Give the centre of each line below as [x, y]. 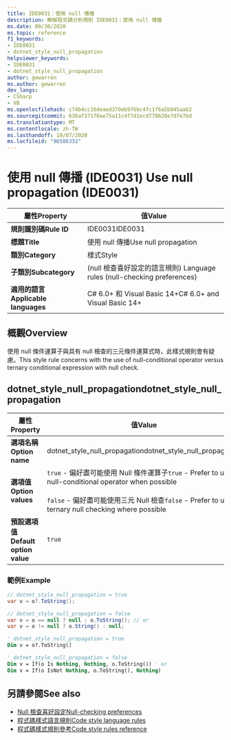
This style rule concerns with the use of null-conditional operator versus [122, 359]
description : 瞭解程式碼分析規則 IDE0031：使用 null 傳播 [85, 20]
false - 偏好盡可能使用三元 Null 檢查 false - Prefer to [133, 500]
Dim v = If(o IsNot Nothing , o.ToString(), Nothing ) [84, 670]
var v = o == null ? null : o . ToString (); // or [78, 620]
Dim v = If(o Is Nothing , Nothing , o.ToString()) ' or [87, 664]
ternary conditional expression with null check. [73, 367]
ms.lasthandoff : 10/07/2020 [47, 135]
